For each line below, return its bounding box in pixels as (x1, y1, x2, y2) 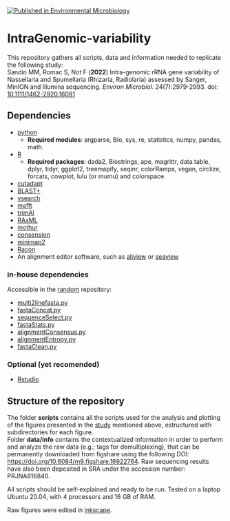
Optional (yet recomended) (7, 359, 100, 369)
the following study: (7, 61, 63, 69)
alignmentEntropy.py (17, 335, 76, 343)
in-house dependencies (7, 269, 89, 279)
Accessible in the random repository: (7, 286, 112, 294)
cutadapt (17, 179, 43, 187)
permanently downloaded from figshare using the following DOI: (7, 450, 189, 458)
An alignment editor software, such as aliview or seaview (17, 252, 179, 261)
